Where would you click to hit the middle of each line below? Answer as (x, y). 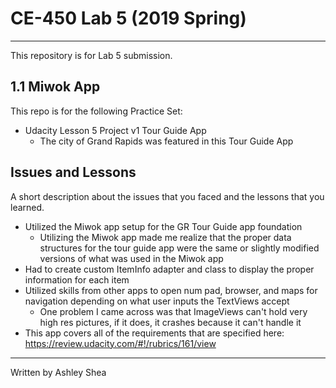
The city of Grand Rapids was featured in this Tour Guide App (166, 141)
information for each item (77, 279)
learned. (27, 207)
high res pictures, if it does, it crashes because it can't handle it (170, 322)
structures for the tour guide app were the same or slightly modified (179, 248)
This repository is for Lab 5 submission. (91, 55)
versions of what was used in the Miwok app (131, 258)
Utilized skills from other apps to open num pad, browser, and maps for (171, 290)
